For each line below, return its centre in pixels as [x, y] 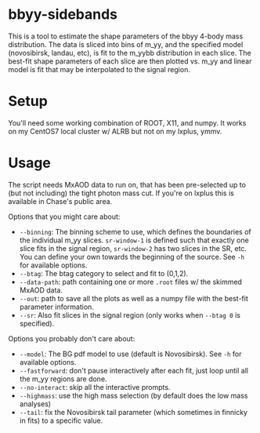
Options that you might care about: [64, 216]
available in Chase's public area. [60, 201]
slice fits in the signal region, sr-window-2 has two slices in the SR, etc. [133, 248]
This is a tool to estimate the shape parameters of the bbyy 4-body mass [126, 36]
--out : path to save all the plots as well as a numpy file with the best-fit [134, 298]
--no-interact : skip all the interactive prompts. [95, 387]
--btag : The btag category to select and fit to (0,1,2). [104, 273]
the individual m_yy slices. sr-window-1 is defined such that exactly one [134, 240]
